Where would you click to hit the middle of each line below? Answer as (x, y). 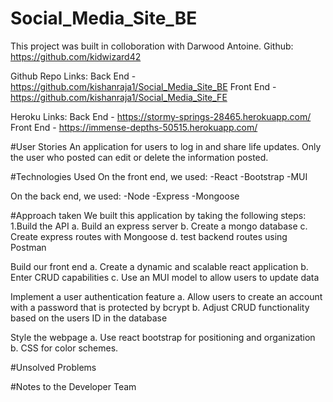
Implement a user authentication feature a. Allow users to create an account (166, 296)
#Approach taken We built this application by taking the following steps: (158, 215)
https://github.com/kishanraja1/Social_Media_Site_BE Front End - (143, 86)
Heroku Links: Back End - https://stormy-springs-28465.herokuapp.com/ (161, 116)
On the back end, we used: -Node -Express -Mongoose (125, 196)
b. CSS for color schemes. (64, 348)
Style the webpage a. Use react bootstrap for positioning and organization (163, 337)
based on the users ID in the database (89, 318)
